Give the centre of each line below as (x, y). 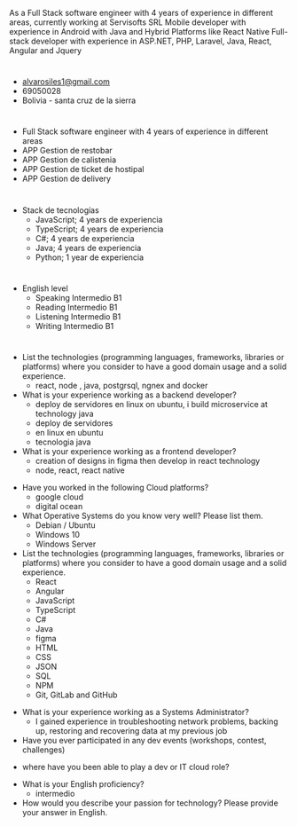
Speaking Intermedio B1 (78, 297)
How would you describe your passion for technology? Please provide (150, 803)
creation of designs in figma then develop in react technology (148, 460)
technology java (65, 413)
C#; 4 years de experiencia (85, 238)
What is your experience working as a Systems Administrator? (136, 712)
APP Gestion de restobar (67, 151)
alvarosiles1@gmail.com (66, 82)
